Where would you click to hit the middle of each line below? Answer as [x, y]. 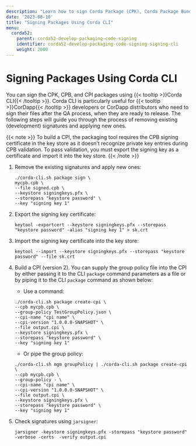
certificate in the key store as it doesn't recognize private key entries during [97, 143]
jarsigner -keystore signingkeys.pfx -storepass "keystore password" [101, 432]
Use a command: [43, 291]
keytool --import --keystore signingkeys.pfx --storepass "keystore [99, 251]
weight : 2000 [32, 50]
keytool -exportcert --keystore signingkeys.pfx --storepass [90, 225]
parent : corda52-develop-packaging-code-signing [77, 39]
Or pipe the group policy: [53, 354]
